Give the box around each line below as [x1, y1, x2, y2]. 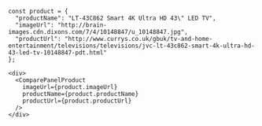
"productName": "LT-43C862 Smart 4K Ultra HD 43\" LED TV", [15, 14, 216, 22]
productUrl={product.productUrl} [22, 97, 132, 105]
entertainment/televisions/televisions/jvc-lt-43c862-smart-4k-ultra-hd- [8, 42, 256, 50]
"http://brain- [57, 21, 108, 29]
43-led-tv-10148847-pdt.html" [8, 49, 108, 57]
